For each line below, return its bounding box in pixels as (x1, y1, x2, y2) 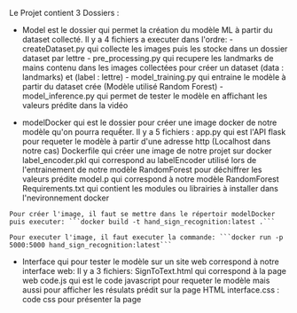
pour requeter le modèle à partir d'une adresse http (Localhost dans (21, 137, 271, 146)
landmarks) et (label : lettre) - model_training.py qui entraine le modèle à (21, 72, 286, 82)
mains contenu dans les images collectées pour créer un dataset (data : (21, 62, 284, 73)
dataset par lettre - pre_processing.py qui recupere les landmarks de (21, 53, 274, 63)
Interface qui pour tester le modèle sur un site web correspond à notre (21, 256, 279, 267)
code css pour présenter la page (21, 294, 142, 304)
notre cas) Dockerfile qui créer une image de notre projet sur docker (21, 145, 272, 156)
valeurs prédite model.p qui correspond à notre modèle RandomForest (21, 174, 279, 184)
